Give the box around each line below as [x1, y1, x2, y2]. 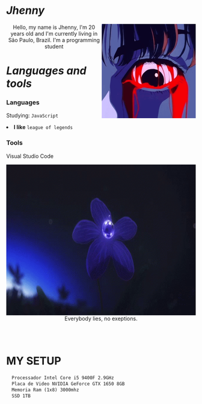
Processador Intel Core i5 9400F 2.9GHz [11, 374, 114, 380]
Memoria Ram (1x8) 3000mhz [11, 387, 79, 393]
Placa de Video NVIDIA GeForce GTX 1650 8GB [11, 380, 125, 387]
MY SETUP [6, 354, 61, 368]
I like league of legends [14, 124, 73, 131]
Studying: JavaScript [6, 112, 59, 119]
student [44, 43, 64, 50]
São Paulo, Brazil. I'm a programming [8, 36, 100, 43]
